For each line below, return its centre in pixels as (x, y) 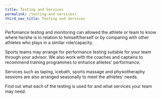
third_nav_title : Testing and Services (45, 18)
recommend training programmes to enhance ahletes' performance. (73, 62)
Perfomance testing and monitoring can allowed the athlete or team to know (80, 33)
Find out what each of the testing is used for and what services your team (79, 86)
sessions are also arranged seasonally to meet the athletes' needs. (72, 77)
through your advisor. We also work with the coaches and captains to (74, 57)
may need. (15, 91)
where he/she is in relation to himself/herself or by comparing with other (77, 37)
